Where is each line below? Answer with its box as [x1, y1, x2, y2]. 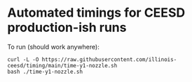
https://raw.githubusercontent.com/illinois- [41, 56, 177, 63]
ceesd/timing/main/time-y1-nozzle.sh [7, 62, 118, 69]
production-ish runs [7, 19, 127, 35]
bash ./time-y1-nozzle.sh [7, 68, 83, 75]
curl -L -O [7, 56, 39, 63]
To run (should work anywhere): [7, 42, 100, 51]
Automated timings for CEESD [7, 5, 186, 21]
